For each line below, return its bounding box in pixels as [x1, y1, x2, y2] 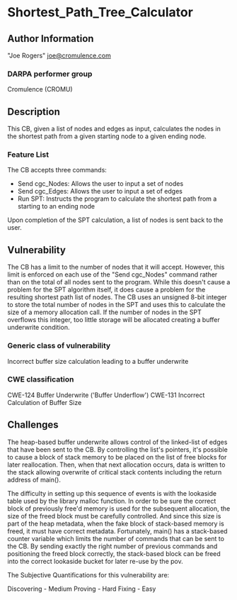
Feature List [7, 150, 50, 160]
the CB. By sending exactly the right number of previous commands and [7, 542, 218, 550]
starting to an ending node [17, 202, 96, 211]
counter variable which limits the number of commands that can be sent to [7, 534, 225, 543]
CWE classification [7, 374, 74, 384]
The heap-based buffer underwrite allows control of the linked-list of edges [7, 438, 228, 446]
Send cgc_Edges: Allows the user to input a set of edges [17, 187, 183, 196]
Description [7, 106, 60, 118]
